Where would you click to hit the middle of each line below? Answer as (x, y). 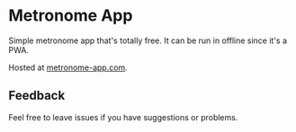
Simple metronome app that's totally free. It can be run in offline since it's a (148, 40)
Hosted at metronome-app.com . (68, 67)
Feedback (37, 96)
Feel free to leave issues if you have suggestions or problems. (123, 117)
